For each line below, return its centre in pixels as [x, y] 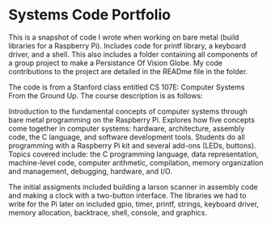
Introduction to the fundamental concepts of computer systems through [128, 111]
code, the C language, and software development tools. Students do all [127, 137]
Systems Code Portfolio [90, 15]
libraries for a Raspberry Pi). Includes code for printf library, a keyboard [127, 45]
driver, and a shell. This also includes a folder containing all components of [133, 54]
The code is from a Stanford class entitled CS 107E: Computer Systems [127, 87]
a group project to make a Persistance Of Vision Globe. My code [116, 63]
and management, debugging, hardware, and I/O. [90, 171]
